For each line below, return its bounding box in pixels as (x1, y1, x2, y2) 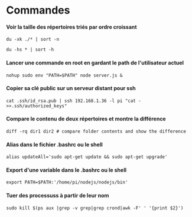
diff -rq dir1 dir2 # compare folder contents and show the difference (6, 129, 186, 134)
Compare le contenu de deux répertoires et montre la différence (6, 116, 167, 123)
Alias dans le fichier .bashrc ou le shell (6, 141, 103, 148)
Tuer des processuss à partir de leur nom (6, 192, 109, 199)
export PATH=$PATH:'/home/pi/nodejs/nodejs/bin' (6, 179, 128, 186)
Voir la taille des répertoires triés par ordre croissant (6, 23, 137, 30)
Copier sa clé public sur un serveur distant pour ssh (6, 85, 136, 92)
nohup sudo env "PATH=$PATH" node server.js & (6, 72, 123, 78)
